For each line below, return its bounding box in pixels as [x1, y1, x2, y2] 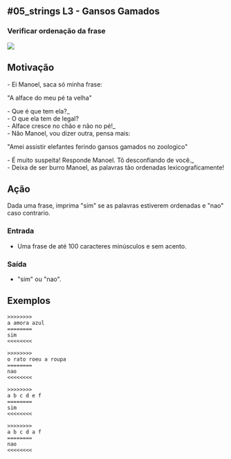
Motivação [7, 62, 55, 73]
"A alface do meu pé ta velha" [7, 93, 92, 102]
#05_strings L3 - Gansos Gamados [7, 6, 160, 17]
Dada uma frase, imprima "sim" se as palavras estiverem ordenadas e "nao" [7, 201, 224, 210]
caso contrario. [7, 209, 50, 217]
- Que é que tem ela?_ [7, 107, 71, 115]
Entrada [7, 226, 35, 236]
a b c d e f [7, 392, 41, 399]
